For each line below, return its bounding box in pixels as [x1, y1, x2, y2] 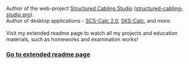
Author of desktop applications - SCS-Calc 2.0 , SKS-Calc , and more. [6, 17, 171, 24]
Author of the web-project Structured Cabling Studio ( [6, 5, 136, 12]
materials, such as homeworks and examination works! [6, 36, 139, 42]
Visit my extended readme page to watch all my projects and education [6, 30, 178, 37]
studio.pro [6, 11, 31, 18]
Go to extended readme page [6, 50, 91, 58]
